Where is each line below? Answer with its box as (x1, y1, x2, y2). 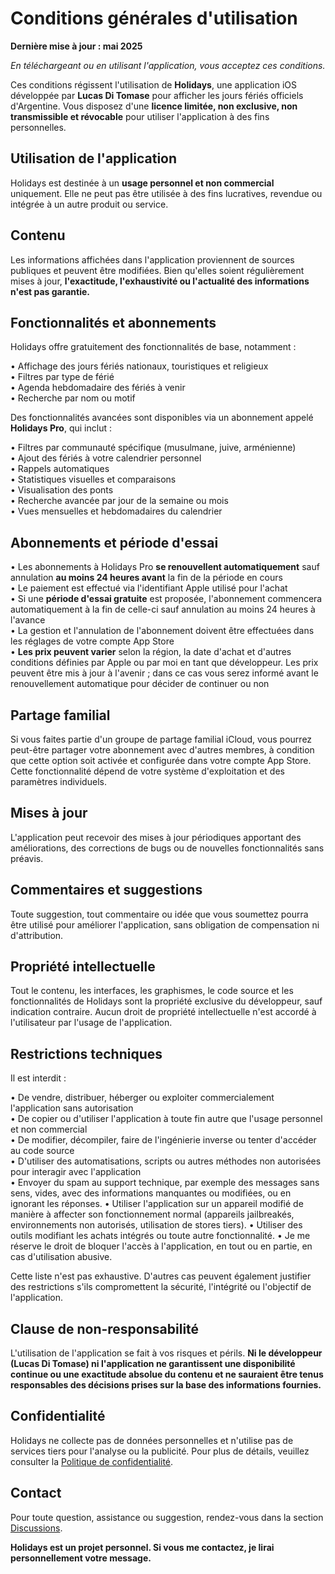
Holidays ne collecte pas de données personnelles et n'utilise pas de (10, 1434, 294, 1446)
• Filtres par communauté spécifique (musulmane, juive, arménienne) (10, 442, 297, 454)
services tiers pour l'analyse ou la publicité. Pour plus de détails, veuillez (10, 1445, 310, 1457)
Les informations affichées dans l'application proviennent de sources (10, 253, 295, 266)
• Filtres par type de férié (10, 371, 115, 383)
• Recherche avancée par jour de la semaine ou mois (10, 495, 229, 507)
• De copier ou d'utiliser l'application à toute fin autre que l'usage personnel (10, 1113, 323, 1125)
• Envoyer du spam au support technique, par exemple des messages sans (10, 1177, 320, 1189)
